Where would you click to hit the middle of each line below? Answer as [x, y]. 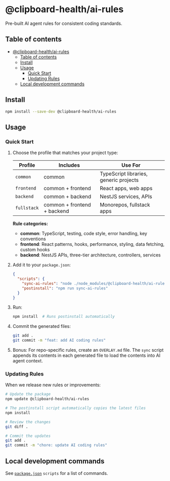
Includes [69, 165]
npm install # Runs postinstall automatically [63, 317]
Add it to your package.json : [41, 265]
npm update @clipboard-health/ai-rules [47, 399]
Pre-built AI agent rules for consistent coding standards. [64, 23]
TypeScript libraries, [124, 174]
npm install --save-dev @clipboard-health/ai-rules [61, 112]
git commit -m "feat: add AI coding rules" [59, 341]
